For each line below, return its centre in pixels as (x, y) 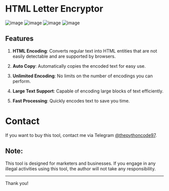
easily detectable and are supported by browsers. (64, 56)
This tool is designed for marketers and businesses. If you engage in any (80, 163)
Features (19, 39)
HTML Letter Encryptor (54, 9)
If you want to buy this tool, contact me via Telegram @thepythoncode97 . (81, 135)
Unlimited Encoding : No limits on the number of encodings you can (82, 76)
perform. (22, 81)
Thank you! (17, 183)
